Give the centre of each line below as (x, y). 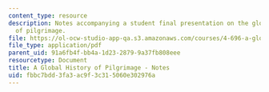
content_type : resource (48, 16)
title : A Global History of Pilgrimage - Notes (89, 68)
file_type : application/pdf (55, 46)
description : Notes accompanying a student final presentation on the (128, 23)
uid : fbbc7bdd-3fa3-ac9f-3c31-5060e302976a (82, 75)
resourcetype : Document (48, 61)
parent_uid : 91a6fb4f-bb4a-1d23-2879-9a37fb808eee (94, 53)
